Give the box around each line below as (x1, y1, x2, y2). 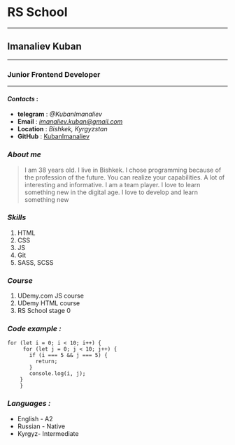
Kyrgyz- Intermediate (17, 429, 79, 437)
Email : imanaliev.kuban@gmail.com (17, 117, 123, 126)
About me (7, 149, 42, 159)
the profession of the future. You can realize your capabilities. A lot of (24, 173, 225, 182)
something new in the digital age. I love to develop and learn (24, 188, 198, 196)
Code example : (7, 324, 62, 334)
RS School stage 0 (17, 307, 71, 315)
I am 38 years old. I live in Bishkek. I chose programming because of (24, 166, 222, 174)
